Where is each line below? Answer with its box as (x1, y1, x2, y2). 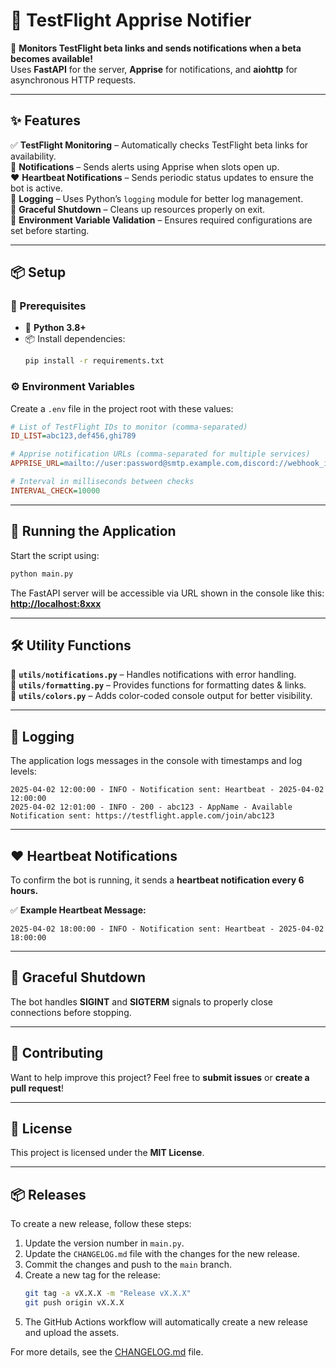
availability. (10, 150, 57, 162)
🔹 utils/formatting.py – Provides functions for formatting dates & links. (10, 679, 307, 691)
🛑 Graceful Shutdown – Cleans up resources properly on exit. (10, 203, 266, 215)
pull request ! (10, 1082, 65, 1094)
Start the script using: (10, 549, 100, 561)
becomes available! (10, 52, 93, 64)
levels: (10, 765, 37, 778)
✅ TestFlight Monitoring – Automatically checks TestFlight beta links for (10, 139, 309, 151)
